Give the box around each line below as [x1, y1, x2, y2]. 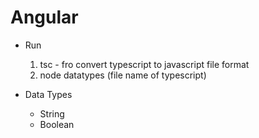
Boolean [39, 118, 75, 130]
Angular [10, 6, 79, 29]
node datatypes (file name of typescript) [39, 69, 207, 81]
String [39, 107, 65, 120]
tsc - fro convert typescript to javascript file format [39, 58, 250, 70]
